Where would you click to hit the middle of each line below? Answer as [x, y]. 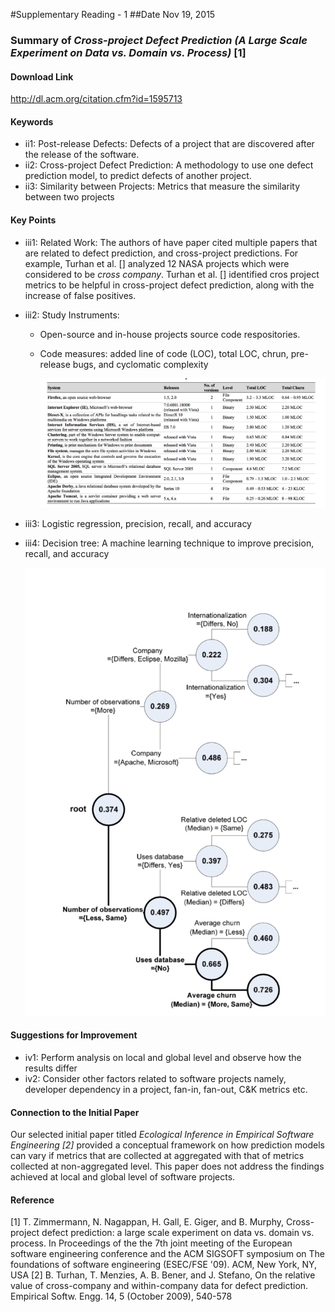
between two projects [69, 197]
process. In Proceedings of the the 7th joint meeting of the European [151, 1243]
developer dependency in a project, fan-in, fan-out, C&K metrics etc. [166, 1089]
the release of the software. [82, 155]
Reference [32, 1200]
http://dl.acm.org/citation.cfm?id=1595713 [96, 99]
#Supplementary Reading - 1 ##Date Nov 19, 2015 [113, 14]
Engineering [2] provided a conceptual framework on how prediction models [167, 1145]
